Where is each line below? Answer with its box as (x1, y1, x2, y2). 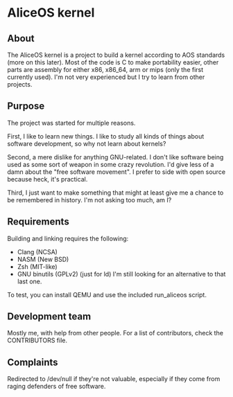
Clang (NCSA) (17, 247, 58, 256)
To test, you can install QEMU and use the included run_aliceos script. (7, 290, 207, 299)
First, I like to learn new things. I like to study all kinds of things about (7, 132, 205, 140)
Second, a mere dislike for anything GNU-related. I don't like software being (7, 152, 224, 161)
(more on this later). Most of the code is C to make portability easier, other (7, 58, 219, 67)
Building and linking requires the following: (7, 234, 129, 242)
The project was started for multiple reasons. (7, 118, 136, 127)
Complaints (7, 356, 58, 368)
